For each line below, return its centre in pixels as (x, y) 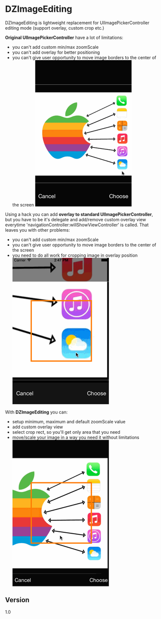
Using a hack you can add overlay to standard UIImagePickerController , (79, 214)
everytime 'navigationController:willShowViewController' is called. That (77, 225)
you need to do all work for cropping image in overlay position (75, 255)
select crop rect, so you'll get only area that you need (66, 432)
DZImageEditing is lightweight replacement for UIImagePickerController (77, 23)
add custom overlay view (38, 427)
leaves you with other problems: (38, 230)
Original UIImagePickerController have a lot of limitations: (64, 37)
